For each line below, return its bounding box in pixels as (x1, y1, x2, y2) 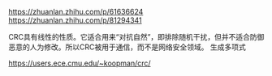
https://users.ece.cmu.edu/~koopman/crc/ (8, 58, 152, 68)
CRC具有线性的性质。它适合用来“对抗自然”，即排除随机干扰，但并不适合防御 (8, 32, 265, 41)
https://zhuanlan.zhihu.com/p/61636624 (8, 7, 144, 16)
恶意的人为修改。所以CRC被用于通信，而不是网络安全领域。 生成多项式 (8, 42, 246, 52)
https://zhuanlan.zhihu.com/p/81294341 (8, 15, 142, 25)
